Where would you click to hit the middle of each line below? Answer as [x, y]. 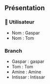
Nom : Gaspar [26, 33]
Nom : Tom [23, 38]
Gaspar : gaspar [28, 61]
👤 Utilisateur [20, 22]
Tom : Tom [22, 66]
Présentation [25, 8]
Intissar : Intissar [28, 77]
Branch [13, 51]
